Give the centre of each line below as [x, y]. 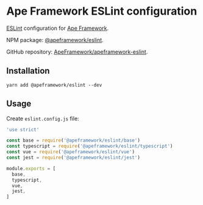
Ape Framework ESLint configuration [102, 11]
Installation [28, 71]
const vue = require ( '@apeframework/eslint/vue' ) [71, 152]
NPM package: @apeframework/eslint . [55, 40]
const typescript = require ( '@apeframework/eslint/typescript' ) [90, 146]
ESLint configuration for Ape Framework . [57, 28]
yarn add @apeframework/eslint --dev [54, 85]
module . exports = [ [31, 168]
